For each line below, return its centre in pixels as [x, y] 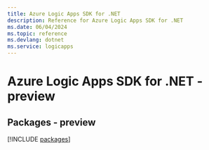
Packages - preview [52, 122]
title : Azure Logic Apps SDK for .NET [64, 14]
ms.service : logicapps [40, 46]
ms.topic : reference [38, 33]
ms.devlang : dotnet [36, 40]
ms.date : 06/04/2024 [38, 27]
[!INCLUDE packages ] [39, 139]
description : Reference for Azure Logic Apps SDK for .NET [95, 20]
